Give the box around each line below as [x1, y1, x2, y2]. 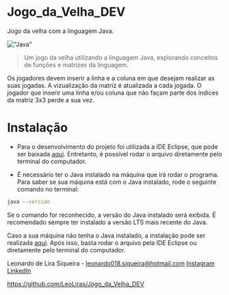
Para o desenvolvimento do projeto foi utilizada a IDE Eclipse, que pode [16, 142, 219, 151]
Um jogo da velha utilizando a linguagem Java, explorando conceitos [23, 53, 218, 62]
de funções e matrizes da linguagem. [23, 60, 129, 69]
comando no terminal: [16, 185, 79, 193]
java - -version [7, 198, 51, 205]
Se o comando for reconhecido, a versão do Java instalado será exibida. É [7, 211, 217, 219]
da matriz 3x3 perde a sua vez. [7, 95, 94, 104]
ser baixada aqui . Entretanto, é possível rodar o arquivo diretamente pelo [16, 150, 222, 158]
